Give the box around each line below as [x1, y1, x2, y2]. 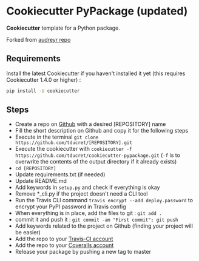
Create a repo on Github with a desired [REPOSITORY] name [15, 121, 166, 128]
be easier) [15, 229, 41, 236]
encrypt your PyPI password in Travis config [15, 203, 126, 210]
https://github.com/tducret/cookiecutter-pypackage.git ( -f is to [15, 151, 181, 159]
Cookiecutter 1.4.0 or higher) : [6, 76, 81, 83]
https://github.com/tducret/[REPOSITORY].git [15, 140, 132, 146]
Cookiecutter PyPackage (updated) [6, 4, 188, 18]
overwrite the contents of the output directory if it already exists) [15, 158, 177, 165]
